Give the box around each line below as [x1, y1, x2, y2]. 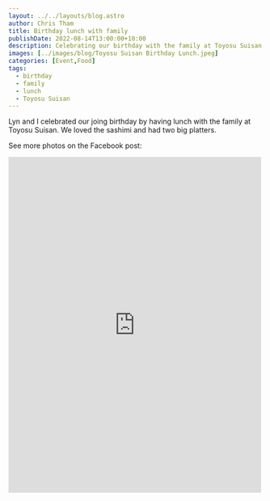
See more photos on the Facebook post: [8, 141, 142, 150]
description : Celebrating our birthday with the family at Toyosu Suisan [8, 42, 263, 50]
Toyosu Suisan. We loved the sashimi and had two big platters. [8, 125, 217, 135]
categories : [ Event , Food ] [8, 57, 95, 65]
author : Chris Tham [8, 19, 74, 27]
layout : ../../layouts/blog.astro [8, 11, 125, 20]
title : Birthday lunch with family [8, 27, 129, 35]
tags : [8, 65, 27, 73]
